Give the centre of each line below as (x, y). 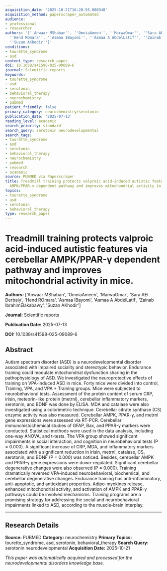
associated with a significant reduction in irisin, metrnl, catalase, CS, (75, 452)
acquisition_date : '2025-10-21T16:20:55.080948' (56, 10)
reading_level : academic (31, 121)
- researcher (19, 28)
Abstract (19, 350)
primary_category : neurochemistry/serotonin (52, 112)
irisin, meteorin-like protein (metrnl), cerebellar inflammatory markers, (77, 399)
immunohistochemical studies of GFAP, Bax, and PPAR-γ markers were (78, 425)
